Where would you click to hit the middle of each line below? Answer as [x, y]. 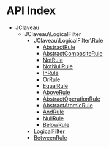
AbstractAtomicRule [68, 105]
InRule [51, 73]
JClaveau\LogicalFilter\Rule [68, 40]
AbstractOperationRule [72, 99]
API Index [31, 11]
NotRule [53, 60]
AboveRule [56, 92]
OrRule [51, 79]
